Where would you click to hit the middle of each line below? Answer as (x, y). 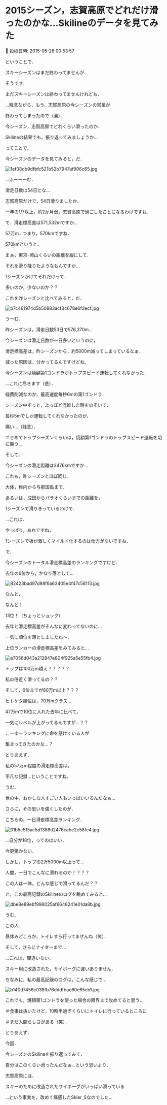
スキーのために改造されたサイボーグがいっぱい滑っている (65, 1086)
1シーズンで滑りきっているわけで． (41, 508)
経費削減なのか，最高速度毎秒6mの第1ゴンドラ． (56, 394)
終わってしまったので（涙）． (35, 115)
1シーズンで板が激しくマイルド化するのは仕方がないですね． (68, 541)
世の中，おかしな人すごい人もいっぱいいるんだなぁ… (60, 798)
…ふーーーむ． (21, 179)
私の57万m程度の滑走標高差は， (39, 765)
